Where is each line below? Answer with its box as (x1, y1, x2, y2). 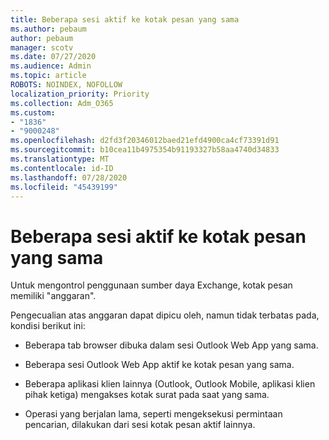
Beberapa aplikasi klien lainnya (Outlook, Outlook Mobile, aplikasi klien (24, 378, 316, 390)
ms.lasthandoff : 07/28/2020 (10, 172, 128, 183)
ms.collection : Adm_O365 (10, 98, 114, 108)
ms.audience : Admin (10, 61, 92, 71)
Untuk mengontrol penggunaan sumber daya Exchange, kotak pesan (10, 279, 293, 291)
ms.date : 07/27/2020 (10, 52, 97, 62)
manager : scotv (10, 42, 74, 53)
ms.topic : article (10, 71, 87, 81)
